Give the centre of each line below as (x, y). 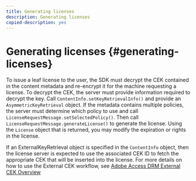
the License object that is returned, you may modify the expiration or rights (96, 130)
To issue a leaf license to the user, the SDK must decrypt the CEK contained (97, 80)
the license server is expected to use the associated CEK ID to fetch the (92, 153)
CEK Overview (23, 172)
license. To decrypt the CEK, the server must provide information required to (98, 93)
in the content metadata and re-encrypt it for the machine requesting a (91, 86)
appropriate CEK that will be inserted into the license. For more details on (94, 160)
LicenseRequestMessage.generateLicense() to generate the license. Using (94, 124)
